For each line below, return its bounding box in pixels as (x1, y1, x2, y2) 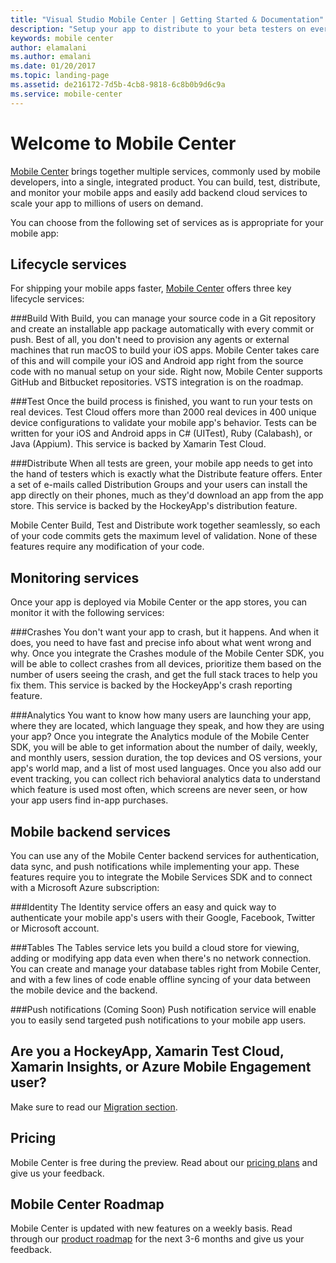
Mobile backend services (10, 823, 172, 840)
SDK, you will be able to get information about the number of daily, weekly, (10, 741, 318, 753)
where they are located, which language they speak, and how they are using (10, 720, 325, 732)
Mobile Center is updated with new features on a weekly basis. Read (10, 1222, 293, 1235)
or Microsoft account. (10, 922, 100, 934)
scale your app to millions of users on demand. (10, 197, 204, 209)
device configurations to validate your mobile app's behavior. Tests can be (10, 417, 318, 429)
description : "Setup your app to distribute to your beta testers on (10, 24, 307, 34)
